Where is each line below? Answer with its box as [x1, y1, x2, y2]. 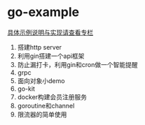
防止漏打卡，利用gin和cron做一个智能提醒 [17, 60, 138, 68]
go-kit [17, 84, 35, 93]
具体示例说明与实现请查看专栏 [7, 28, 93, 36]
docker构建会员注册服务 [17, 92, 88, 101]
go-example [7, 4, 79, 20]
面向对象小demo [17, 76, 65, 84]
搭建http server [17, 43, 62, 51]
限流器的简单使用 [17, 110, 67, 119]
